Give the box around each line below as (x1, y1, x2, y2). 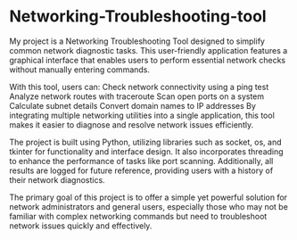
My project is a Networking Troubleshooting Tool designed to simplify (9, 36, 266, 46)
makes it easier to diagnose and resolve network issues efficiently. (9, 119, 254, 130)
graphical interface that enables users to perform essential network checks (9, 54, 286, 65)
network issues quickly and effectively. (9, 220, 153, 231)
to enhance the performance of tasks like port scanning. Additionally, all (9, 155, 274, 166)
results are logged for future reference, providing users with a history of (9, 165, 274, 176)
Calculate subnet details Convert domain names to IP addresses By (9, 100, 257, 111)
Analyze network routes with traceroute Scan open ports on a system (9, 91, 265, 102)
